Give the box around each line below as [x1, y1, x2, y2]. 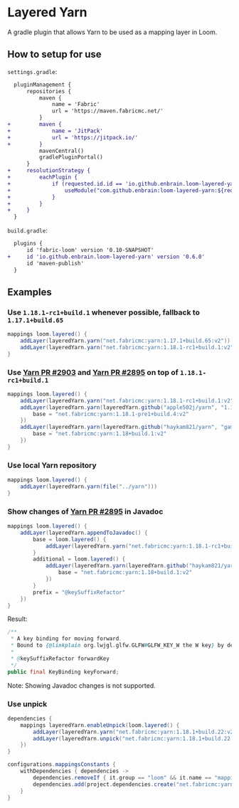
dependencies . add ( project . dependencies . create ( [33, 780, 176, 788]
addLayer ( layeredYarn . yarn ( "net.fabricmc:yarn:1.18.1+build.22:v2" [33, 728, 237, 735]
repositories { [26, 87, 72, 95]
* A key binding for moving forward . [10, 635, 122, 642]
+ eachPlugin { [7, 174, 78, 181]
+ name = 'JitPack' [7, 127, 103, 134]
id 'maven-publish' [26, 260, 84, 267]
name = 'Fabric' [52, 101, 100, 108]
